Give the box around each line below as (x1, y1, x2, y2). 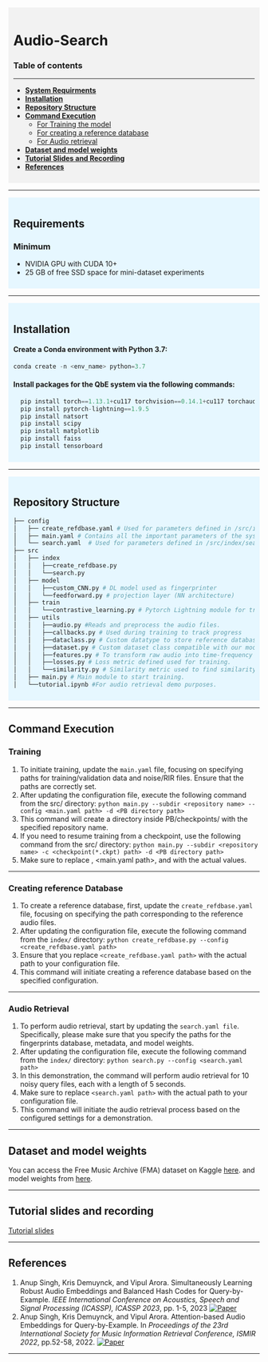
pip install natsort (20, 412, 89, 420)
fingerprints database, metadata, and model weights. (19, 1039, 195, 1048)
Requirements (13, 217, 85, 230)
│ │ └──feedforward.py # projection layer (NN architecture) (13, 591, 235, 599)
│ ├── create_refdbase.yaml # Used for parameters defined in (13, 524, 231, 532)
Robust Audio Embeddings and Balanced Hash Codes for (19, 1286, 207, 1296)
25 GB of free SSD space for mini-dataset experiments (25, 267, 205, 278)
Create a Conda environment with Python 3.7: (13, 345, 167, 355)
